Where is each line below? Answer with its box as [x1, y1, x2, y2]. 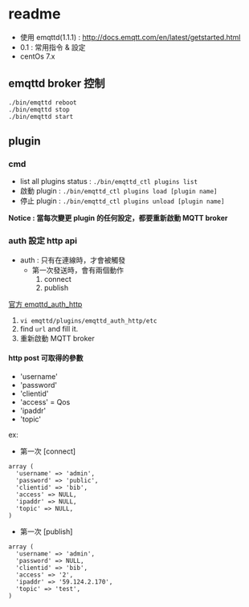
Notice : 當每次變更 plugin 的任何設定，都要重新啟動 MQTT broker [8, 214, 228, 223]
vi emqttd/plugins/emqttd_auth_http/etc [19, 316, 157, 325]
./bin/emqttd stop [8, 105, 70, 113]
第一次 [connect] [19, 446, 76, 456]
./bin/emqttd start [8, 112, 74, 120]
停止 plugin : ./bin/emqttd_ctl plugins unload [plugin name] [19, 196, 225, 206]
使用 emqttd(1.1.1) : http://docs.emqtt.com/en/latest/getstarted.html [19, 32, 241, 42]
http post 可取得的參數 [8, 353, 84, 363]
